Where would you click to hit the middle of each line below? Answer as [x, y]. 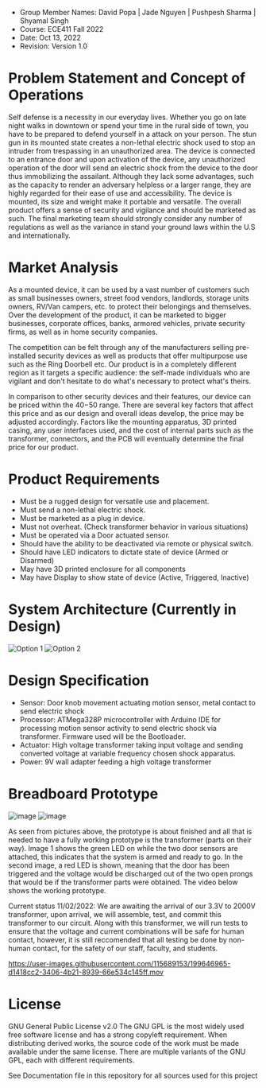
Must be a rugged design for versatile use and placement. [114, 501]
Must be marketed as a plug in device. [82, 518]
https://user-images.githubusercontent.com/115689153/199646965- [120, 963]
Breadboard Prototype [83, 793]
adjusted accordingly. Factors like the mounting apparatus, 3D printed [122, 422]
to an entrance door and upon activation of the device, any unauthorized [127, 159]
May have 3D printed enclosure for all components [103, 569]
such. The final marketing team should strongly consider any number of [125, 218]
